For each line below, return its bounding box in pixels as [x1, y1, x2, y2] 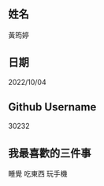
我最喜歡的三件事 [8, 146, 91, 160]
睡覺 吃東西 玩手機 [8, 169, 68, 179]
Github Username [8, 100, 97, 114]
